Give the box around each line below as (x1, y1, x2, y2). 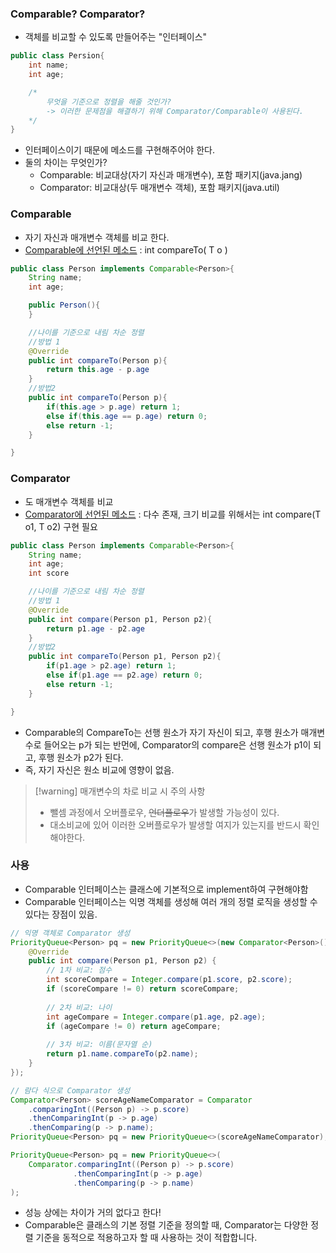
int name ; (28, 60, 70, 71)
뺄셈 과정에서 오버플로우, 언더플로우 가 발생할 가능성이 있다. (49, 806, 280, 818)
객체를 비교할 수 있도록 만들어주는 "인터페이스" (24, 31, 208, 43)
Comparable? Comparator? (10, 7, 146, 21)
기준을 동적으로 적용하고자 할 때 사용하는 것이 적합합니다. (35, 1232, 258, 1244)
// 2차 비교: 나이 (46, 1002, 113, 1012)
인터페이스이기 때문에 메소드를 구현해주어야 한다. (24, 144, 215, 156)
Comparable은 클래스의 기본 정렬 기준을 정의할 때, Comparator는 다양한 (24, 1219, 309, 1231)
